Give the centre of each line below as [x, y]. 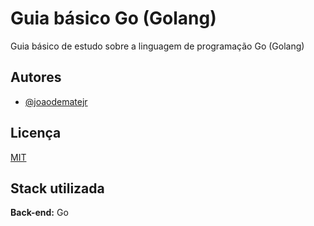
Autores [36, 77]
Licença [36, 133]
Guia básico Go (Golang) [113, 18]
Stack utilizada [57, 188]
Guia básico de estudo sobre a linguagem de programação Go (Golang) [157, 46]
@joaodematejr [56, 101]
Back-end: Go [39, 213]
